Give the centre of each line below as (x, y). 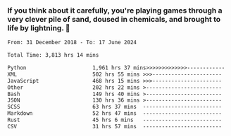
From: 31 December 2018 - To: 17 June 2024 (72, 43)
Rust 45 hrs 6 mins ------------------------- (114, 120)
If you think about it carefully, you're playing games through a (115, 11)
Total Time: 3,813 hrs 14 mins (53, 55)
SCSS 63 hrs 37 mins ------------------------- (114, 107)
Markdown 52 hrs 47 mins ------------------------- (114, 114)
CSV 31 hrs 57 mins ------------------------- (114, 126)
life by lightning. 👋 (39, 28)
